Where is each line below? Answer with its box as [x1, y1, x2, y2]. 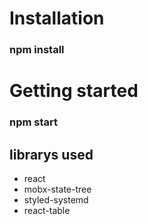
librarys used [9, 146, 94, 163]
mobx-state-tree [23, 183, 92, 196]
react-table [23, 205, 71, 217]
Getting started [9, 80, 139, 102]
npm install [9, 43, 65, 57]
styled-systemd [23, 194, 89, 206]
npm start [9, 115, 59, 129]
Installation [9, 7, 105, 30]
